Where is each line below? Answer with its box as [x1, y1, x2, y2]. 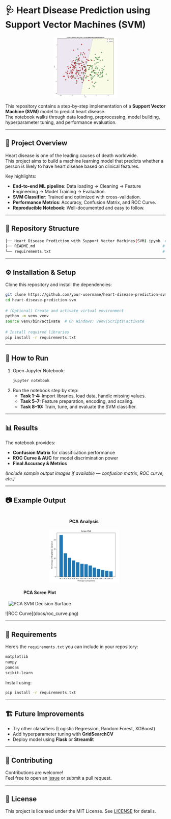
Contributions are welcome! [5, 770, 64, 776]
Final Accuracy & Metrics [12, 460, 67, 467]
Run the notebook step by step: [12, 387, 79, 393]
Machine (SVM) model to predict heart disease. [5, 108, 106, 114]
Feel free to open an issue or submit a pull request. [5, 775, 112, 781]
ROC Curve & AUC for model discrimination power [12, 455, 119, 461]
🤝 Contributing [5, 756, 53, 764]
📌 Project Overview [5, 139, 68, 147]
